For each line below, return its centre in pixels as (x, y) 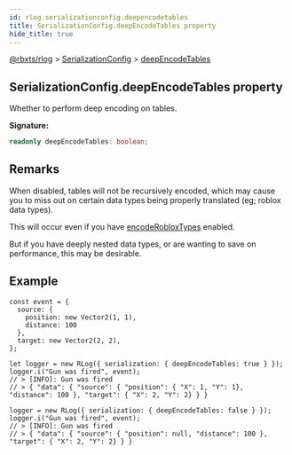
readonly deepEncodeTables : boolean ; (79, 142)
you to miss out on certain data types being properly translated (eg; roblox (145, 200)
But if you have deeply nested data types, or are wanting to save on (133, 244)
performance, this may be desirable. (75, 253)
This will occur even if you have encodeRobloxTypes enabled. (122, 226)
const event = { (39, 302)
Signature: (29, 126)
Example (34, 282)
